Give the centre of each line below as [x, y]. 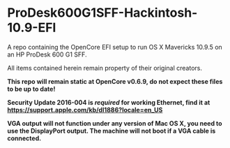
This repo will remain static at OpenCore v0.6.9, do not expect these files [115, 81]
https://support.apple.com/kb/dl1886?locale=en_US [85, 110]
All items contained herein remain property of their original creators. [105, 68]
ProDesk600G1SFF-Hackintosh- [102, 13]
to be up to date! [31, 89]
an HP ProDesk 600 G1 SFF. [47, 54]
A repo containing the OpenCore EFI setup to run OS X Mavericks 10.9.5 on [115, 47]
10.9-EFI [32, 28]
